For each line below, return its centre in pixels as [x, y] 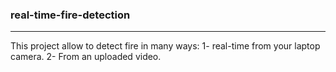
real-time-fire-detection [70, 15]
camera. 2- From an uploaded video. [86, 57]
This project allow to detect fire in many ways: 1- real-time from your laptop [165, 46]
